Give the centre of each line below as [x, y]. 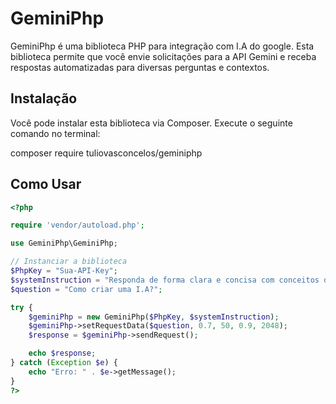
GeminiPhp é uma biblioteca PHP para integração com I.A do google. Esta [162, 46]
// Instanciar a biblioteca [69, 262]
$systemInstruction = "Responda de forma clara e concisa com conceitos [165, 280]
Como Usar [46, 184]
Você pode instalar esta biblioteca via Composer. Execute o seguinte [151, 123]
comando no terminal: [55, 133]
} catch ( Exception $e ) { [64, 363]
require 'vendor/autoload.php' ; [77, 225]
